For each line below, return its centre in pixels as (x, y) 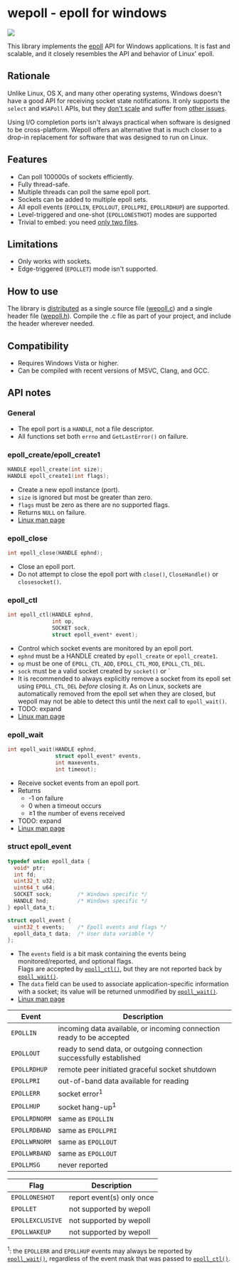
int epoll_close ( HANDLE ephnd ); (55, 553)
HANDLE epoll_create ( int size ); (55, 469)
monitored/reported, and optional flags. (75, 961)
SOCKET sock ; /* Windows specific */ (81, 895)
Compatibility (38, 346)
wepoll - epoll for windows (87, 13)
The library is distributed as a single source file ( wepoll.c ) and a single (110, 309)
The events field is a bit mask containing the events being (102, 954)
